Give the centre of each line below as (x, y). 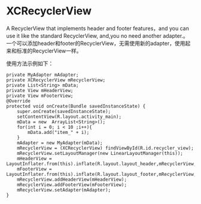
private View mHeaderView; (40, 90)
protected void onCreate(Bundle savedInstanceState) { (76, 106)
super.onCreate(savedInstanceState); (64, 111)
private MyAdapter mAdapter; (42, 75)
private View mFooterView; (40, 96)
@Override (19, 101)
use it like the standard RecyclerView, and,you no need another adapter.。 (97, 36)
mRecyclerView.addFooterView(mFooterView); (72, 185)
